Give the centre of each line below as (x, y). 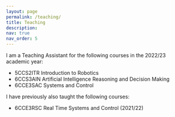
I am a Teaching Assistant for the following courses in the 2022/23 (86, 55)
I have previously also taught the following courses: (68, 97)
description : (22, 28)
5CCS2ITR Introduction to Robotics (57, 73)
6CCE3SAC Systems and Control (54, 85)
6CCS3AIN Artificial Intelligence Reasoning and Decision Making (92, 79)
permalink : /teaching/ (34, 17)
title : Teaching (26, 22)
